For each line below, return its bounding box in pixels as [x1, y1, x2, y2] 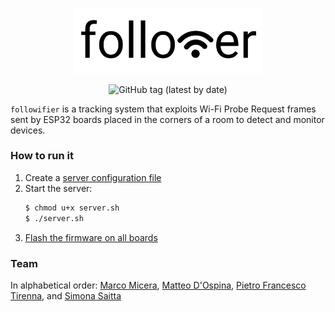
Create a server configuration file [24, 171, 162, 183]
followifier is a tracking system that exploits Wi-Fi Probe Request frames [10, 103, 317, 115]
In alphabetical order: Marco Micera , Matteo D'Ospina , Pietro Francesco [10, 279, 307, 291]
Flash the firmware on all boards [24, 231, 158, 243]
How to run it [10, 149, 74, 163]
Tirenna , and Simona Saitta [10, 289, 122, 302]
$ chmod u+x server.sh [24, 203, 120, 213]
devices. [10, 124, 46, 136]
